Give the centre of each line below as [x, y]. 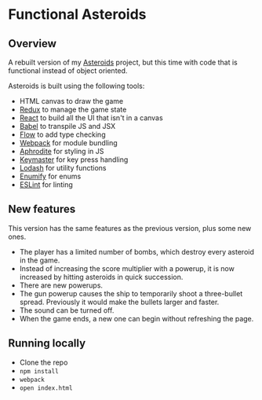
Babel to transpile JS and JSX [67, 126]
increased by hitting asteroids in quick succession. [101, 277]
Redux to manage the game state [73, 109]
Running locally [47, 343]
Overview [33, 44]
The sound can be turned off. [67, 310]
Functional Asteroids [77, 15]
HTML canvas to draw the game [71, 101]
